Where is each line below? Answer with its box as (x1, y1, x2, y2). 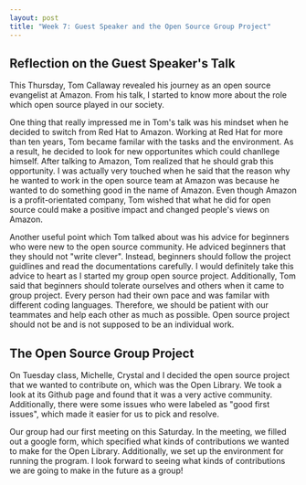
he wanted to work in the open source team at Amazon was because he (9, 175, 280, 186)
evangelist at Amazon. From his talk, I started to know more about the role (9, 90, 288, 100)
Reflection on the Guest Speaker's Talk (9, 56, 236, 71)
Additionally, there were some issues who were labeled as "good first (9, 399, 270, 410)
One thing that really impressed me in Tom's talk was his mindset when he (9, 117, 290, 128)
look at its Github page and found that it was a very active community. (9, 389, 273, 400)
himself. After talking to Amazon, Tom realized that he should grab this (9, 156, 274, 167)
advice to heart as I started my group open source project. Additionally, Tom (9, 270, 297, 281)
